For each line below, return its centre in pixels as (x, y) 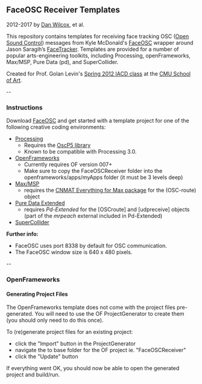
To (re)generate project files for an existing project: (70, 332)
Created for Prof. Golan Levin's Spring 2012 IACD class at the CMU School (99, 73)
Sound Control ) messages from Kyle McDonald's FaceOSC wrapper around (100, 42)
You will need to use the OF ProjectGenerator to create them (110, 314)
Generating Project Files (37, 294)
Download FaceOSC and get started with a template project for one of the (98, 121)
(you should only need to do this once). (55, 321)
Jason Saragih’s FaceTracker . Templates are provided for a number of (93, 49)
